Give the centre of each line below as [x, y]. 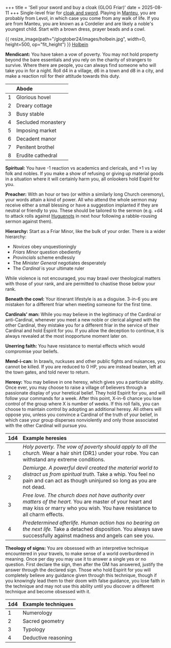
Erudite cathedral [37, 155]
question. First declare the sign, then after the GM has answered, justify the [84, 564]
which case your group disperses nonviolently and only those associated [82, 420]
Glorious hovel [33, 97]
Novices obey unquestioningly [44, 247]
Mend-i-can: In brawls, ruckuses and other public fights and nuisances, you [85, 361]
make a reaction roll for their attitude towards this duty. [63, 76]
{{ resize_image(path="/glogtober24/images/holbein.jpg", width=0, [76, 39]
